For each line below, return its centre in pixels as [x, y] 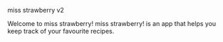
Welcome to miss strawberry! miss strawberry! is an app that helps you [112, 23]
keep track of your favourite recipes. [61, 31]
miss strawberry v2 [36, 10]
